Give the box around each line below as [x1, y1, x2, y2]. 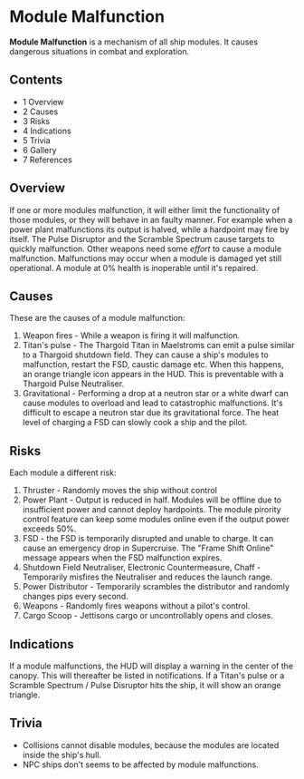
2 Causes [22, 106, 59, 117]
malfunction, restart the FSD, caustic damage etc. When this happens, [22, 359, 284, 370]
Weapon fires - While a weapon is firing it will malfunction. [22, 330, 241, 341]
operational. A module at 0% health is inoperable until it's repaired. [9, 262, 259, 273]
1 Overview [22, 96, 65, 107]
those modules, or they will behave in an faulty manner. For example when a [9, 214, 293, 225]
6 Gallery [22, 144, 57, 155]
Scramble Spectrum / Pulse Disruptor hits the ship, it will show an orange [9, 680, 281, 690]
